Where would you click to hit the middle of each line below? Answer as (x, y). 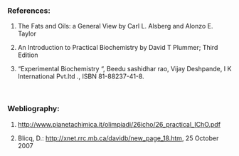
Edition (28, 55)
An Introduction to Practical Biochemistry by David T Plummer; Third (118, 48)
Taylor (27, 33)
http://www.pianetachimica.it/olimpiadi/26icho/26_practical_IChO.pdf (119, 124)
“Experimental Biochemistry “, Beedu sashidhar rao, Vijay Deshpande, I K (124, 69)
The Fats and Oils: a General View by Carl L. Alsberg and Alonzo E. (115, 26)
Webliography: (33, 109)
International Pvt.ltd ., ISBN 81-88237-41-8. (81, 76)
